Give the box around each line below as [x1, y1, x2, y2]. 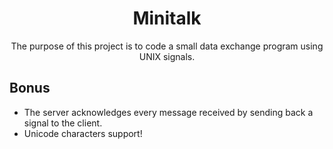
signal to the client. [23, 117, 103, 129]
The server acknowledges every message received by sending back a [23, 106, 314, 118]
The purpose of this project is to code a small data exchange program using [10, 40, 324, 52]
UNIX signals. [138, 50, 196, 62]
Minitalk [132, 7, 202, 30]
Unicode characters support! [23, 127, 143, 139]
